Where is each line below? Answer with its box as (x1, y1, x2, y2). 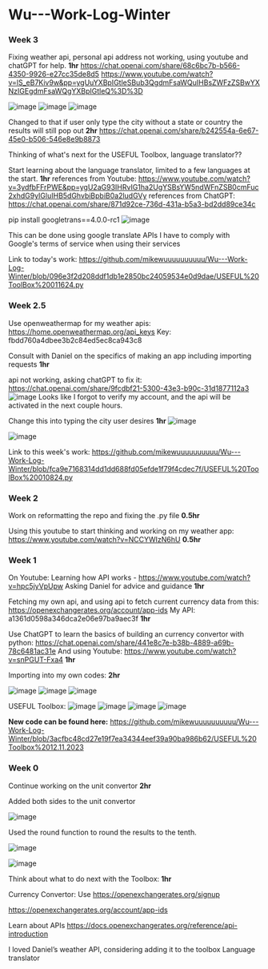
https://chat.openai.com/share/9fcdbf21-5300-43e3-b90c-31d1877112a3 (8, 383, 250, 393)
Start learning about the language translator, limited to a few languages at (8, 166, 250, 175)
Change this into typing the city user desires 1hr (8, 416, 166, 425)
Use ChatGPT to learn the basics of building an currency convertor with (8, 629, 245, 639)
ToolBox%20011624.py (8, 280, 84, 290)
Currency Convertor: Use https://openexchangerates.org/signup (8, 889, 220, 899)
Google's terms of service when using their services (8, 239, 181, 249)
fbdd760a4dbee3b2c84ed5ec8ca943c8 (8, 335, 142, 345)
